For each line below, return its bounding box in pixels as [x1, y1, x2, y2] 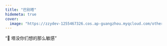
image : [9, 21, 23, 26]
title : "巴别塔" [5, 7, 37, 12]
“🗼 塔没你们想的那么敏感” [5, 35, 57, 41]
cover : [5, 16, 19, 21]
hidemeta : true [5, 12, 37, 17]
